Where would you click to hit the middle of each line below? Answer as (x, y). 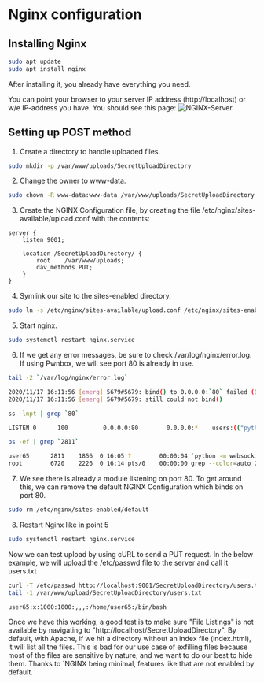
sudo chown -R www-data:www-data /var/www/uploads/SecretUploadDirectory (132, 195)
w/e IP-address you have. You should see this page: (92, 107)
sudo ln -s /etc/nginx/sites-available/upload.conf (94, 310)
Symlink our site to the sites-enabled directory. (95, 296)
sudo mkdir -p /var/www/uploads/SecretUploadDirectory (100, 166)
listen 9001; (44, 240)
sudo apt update (35, 61)
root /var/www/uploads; (81, 261)
